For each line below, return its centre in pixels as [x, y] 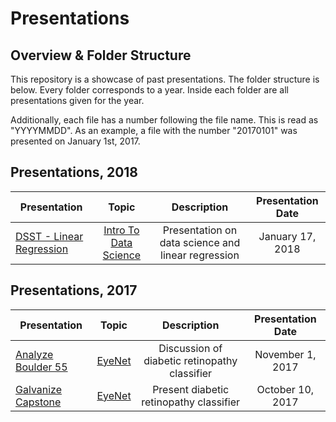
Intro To [121, 230]
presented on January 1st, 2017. [75, 141]
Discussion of [190, 348]
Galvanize [39, 389]
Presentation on [200, 230]
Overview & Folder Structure [101, 55]
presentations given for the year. [77, 100]
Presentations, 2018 [74, 172]
